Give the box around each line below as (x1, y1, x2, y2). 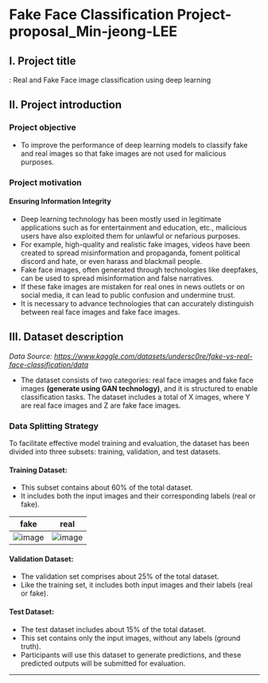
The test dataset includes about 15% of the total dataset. (20, 624, 206, 634)
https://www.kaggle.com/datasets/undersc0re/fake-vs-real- (53, 351, 253, 361)
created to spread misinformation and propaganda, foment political (20, 248, 241, 258)
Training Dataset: (9, 465, 68, 475)
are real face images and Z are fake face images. (20, 400, 181, 410)
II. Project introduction (9, 98, 122, 112)
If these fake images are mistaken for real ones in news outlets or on (20, 281, 245, 291)
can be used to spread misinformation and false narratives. (20, 273, 214, 283)
